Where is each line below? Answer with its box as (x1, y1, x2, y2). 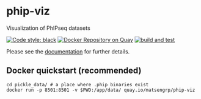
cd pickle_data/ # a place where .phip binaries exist (6, 81, 149, 87)
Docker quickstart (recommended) (6, 66, 142, 76)
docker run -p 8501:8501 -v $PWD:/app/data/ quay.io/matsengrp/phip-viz (6, 87, 196, 93)
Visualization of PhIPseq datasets (6, 24, 90, 32)
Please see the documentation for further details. (6, 47, 130, 55)
